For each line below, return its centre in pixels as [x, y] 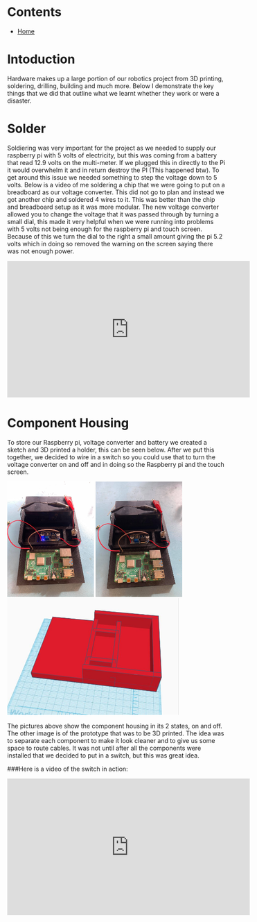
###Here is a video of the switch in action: [68, 769]
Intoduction [41, 59]
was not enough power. [41, 251]
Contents [35, 12]
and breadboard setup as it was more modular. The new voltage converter [113, 207]
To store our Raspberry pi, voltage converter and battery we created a [107, 442]
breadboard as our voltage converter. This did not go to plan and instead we [116, 192]
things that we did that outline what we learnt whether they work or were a [113, 93]
